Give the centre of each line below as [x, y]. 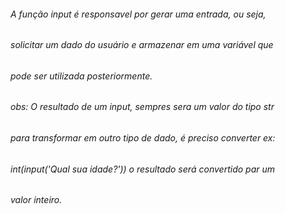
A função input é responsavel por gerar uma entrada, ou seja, [138, 14]
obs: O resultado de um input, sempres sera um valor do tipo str [142, 107]
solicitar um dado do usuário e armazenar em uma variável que [142, 45]
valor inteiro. [36, 200]
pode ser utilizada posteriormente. [81, 76]
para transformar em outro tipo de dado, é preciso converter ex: [143, 138]
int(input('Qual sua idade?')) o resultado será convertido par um [143, 169]
